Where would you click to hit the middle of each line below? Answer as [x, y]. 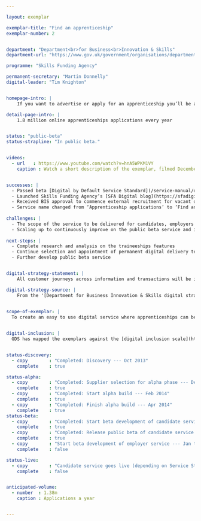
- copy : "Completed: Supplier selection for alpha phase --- [100, 383]
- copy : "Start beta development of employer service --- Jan [101, 444]
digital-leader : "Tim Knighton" [46, 82]
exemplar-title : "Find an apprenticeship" [60, 28]
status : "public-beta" [34, 136]
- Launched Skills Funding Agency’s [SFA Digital [74, 196]
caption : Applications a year [56, 499]
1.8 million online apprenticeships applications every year [95, 120]
